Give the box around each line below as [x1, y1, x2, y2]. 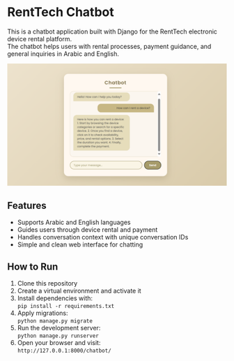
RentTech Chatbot [7, 4, 114, 20]
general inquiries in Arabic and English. [7, 50, 120, 58]
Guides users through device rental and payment [17, 226, 158, 234]
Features [7, 200, 47, 212]
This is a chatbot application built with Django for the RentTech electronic [7, 27, 218, 36]
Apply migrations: [17, 309, 68, 318]
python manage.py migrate [17, 318, 93, 325]
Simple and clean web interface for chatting [17, 240, 143, 249]
